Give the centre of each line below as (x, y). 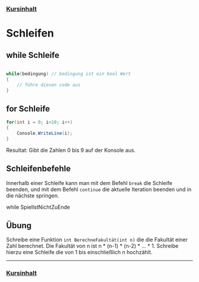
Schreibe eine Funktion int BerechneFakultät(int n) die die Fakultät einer (97, 240)
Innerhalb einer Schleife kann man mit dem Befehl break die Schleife (89, 183)
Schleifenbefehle (38, 169)
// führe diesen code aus (49, 85)
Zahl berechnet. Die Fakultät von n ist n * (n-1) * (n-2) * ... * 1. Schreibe (92, 246)
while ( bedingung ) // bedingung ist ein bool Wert (69, 74)
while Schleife (33, 55)
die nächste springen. (33, 195)
